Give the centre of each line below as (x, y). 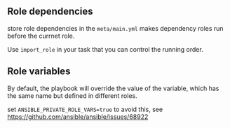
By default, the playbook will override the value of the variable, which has (113, 88)
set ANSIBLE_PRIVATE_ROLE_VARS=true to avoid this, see (85, 109)
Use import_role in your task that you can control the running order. (105, 49)
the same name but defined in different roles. (73, 95)
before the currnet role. (41, 36)
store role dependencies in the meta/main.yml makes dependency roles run (115, 28)
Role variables (39, 72)
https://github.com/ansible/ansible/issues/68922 (78, 116)
